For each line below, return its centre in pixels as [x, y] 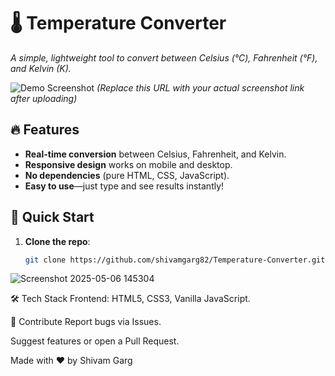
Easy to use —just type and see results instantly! [124, 186]
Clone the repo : [57, 241]
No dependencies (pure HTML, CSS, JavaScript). [127, 175]
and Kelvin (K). [41, 68]
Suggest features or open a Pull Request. [95, 341]
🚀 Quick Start [52, 217]
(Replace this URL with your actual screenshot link [200, 87]
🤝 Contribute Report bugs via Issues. [86, 322]
